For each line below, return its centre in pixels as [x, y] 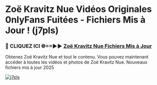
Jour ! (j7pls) [32, 30]
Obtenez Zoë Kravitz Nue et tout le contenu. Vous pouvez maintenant [77, 57]
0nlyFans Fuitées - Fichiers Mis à [75, 20]
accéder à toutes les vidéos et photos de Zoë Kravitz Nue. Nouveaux [76, 62]
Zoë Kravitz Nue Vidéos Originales [78, 9]
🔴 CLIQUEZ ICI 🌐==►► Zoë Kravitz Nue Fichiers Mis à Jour [78, 46]
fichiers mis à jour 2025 [30, 67]
